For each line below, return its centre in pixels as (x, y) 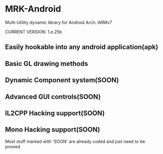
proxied (13, 146)
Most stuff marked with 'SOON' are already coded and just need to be (75, 141)
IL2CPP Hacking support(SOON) (55, 113)
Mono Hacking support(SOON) (53, 130)
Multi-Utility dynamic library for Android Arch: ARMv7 (59, 22)
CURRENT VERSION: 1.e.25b (34, 32)
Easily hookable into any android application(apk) (82, 47)
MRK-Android (33, 9)
